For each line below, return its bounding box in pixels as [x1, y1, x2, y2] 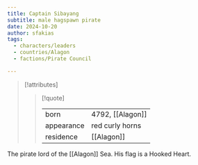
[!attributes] [24, 80, 58, 89]
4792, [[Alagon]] [91, 109, 147, 119]
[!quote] [41, 94, 65, 102]
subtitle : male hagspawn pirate [7, 17, 101, 24]
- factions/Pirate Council [13, 55, 92, 62]
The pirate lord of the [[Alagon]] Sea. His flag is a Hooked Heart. [7, 150, 191, 158]
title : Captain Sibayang [7, 10, 79, 17]
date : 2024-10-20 [7, 23, 58, 30]
